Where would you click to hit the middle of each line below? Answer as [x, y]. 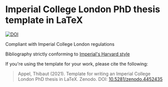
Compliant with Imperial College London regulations [60, 44]
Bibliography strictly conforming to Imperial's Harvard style [68, 54]
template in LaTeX [44, 20]
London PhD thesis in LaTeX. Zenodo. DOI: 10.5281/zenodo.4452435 [90, 79]
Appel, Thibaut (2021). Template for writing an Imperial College [84, 74]
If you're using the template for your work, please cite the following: [77, 64]
